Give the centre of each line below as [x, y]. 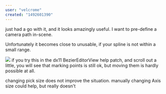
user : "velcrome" [24, 10]
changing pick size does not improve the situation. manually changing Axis [83, 80]
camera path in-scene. [29, 34]
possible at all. [20, 71]
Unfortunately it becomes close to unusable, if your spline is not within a [80, 44]
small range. [18, 50]
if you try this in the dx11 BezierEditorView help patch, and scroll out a [84, 60]
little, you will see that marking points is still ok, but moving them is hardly [82, 65]
